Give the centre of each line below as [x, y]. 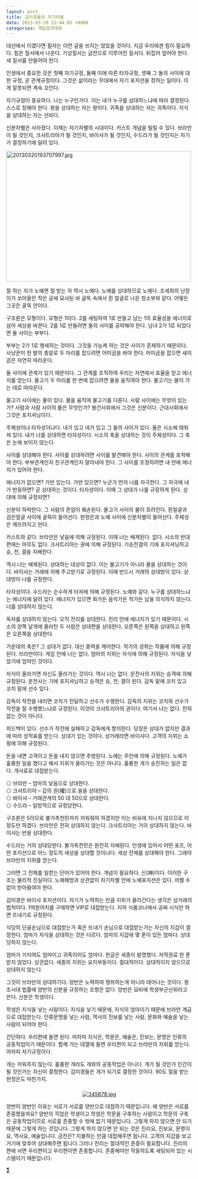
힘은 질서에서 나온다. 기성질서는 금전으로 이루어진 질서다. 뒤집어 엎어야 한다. [101, 53]
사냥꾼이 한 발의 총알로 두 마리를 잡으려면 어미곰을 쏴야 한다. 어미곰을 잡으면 [94, 353]
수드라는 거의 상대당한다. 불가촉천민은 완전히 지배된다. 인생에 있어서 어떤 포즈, [96, 845]
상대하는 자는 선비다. [36, 115]
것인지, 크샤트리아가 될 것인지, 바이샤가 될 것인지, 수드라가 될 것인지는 [99, 135]
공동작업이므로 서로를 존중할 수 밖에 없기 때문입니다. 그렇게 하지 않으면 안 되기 [102, 1121]
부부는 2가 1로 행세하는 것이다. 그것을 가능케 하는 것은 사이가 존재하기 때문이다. [97, 345]
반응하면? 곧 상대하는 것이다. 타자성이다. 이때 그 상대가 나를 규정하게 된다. [97, 490]
